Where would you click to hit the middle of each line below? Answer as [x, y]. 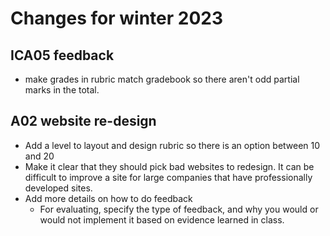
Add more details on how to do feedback [108, 198]
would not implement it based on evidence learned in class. [162, 219]
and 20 [39, 156]
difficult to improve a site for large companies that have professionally [168, 177]
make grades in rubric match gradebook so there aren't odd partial [162, 79]
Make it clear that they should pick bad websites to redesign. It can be [169, 166]
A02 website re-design [83, 121]
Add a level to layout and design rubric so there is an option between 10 [172, 145]
